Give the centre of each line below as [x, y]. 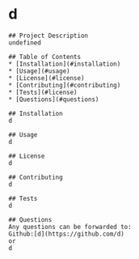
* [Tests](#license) [43, 92]
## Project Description [48, 36]
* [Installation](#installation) [65, 64]
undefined [25, 42]
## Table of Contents [45, 57]
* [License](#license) [46, 78]
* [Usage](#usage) [39, 71]
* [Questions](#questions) [54, 99]
